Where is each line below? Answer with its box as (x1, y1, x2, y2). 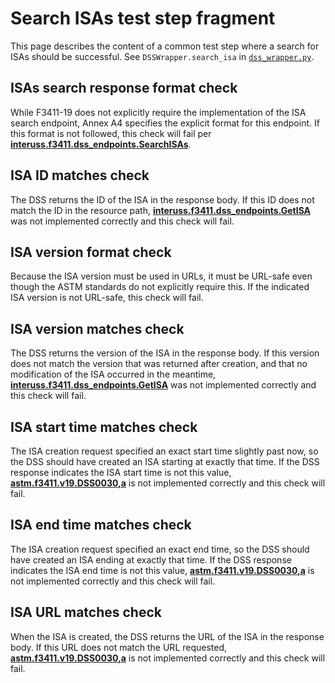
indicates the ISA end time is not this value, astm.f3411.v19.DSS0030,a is (10, 564, 315, 576)
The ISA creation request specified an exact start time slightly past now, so (10, 445, 319, 457)
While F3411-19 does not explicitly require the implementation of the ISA (10, 106, 307, 118)
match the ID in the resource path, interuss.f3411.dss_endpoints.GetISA (10, 204, 312, 216)
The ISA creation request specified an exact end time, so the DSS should (10, 543, 310, 555)
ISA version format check (10, 243, 172, 261)
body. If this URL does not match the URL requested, (10, 641, 228, 653)
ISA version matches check (10, 320, 185, 337)
